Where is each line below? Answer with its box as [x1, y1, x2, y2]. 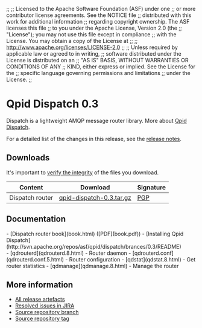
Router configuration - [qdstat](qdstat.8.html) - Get [69, 255, 196, 263]
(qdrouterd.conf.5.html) [6, 255, 65, 263]
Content [19, 183, 43, 191]
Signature [137, 183, 166, 191]
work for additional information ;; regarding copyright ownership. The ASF [6, 18, 190, 25]
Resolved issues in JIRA [14, 302, 75, 309]
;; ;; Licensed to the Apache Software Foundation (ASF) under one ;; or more [6, 5, 196, 12]
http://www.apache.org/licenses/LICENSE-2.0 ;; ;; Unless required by [6, 44, 178, 51]
